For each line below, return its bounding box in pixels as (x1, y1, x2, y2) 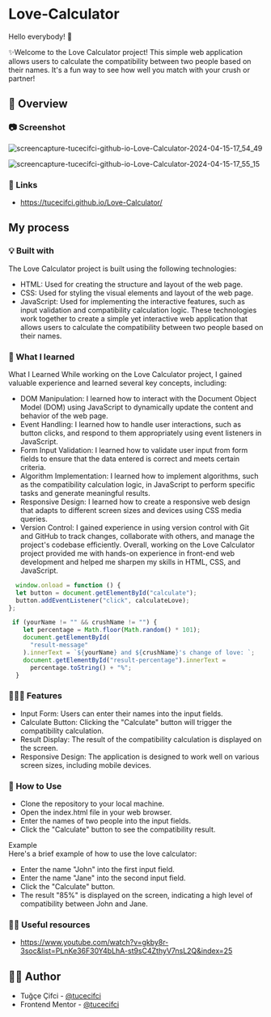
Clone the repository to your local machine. (19, 799, 164, 808)
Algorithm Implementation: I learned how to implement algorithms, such (19, 471, 259, 481)
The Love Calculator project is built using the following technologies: (8, 264, 237, 273)
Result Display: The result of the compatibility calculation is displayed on (19, 734, 262, 744)
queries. (19, 514, 49, 523)
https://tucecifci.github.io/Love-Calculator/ (19, 197, 163, 207)
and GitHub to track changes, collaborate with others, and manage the (19, 531, 255, 540)
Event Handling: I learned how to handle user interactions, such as (19, 419, 241, 429)
